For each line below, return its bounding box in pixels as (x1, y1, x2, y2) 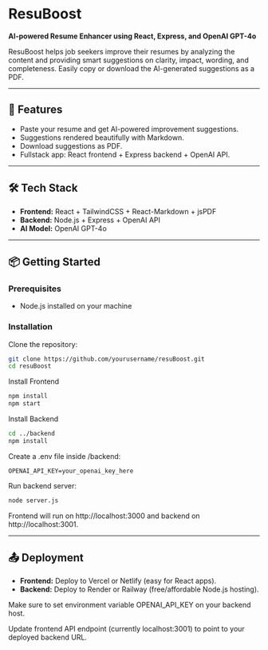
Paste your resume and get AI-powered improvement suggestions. (19, 124, 239, 134)
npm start (8, 400, 41, 408)
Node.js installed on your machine (19, 301, 132, 311)
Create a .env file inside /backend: (8, 451, 121, 461)
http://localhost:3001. (8, 519, 79, 528)
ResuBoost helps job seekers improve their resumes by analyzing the (8, 46, 235, 56)
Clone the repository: (8, 339, 78, 349)
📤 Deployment (8, 551, 84, 564)
